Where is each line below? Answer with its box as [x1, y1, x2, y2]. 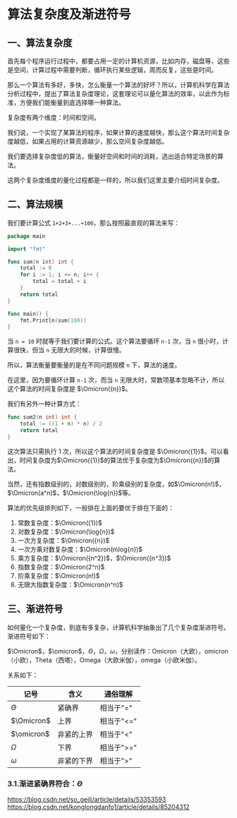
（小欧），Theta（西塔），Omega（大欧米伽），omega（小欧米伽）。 [7, 656, 201, 664]
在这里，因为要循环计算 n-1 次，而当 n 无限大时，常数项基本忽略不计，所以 [7, 375, 225, 385]
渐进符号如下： [7, 632, 51, 640]
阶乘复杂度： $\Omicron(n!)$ [17, 571, 100, 579]
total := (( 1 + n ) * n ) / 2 [20, 421, 102, 428]
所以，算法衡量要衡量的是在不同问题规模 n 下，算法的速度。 [7, 361, 181, 369]
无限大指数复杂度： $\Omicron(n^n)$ [17, 580, 123, 589]
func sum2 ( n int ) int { [7, 414, 78, 421]
